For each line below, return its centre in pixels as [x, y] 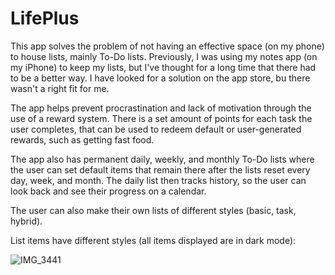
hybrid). [26, 221]
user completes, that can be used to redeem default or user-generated [156, 129]
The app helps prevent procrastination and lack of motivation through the [161, 108]
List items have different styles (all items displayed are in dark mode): [153, 240]
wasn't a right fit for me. [60, 88]
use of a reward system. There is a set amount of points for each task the [161, 118]
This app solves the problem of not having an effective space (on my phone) [167, 46]
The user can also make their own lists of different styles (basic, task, [153, 210]
